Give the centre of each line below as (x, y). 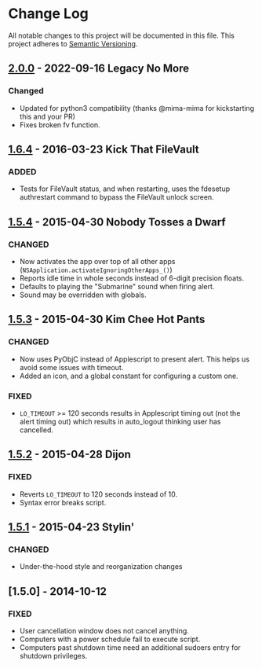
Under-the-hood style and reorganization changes (101, 567)
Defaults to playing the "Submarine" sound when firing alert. (117, 286)
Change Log (48, 14)
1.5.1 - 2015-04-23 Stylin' (71, 527)
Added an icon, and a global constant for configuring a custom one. (129, 376)
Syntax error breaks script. (63, 502)
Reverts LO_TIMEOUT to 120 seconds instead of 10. (98, 494)
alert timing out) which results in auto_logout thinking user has (120, 421)
